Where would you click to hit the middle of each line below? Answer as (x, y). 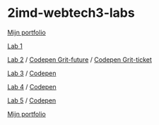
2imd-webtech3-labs (71, 13)
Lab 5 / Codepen (32, 100)
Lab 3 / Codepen (32, 73)
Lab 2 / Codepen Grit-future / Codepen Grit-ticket (79, 59)
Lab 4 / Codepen (32, 86)
